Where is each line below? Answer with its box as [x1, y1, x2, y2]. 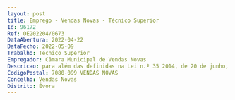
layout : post [7, 10, 46, 18]
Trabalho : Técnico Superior [7, 50, 90, 57]
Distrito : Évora [7, 82, 55, 89]
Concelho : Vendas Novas [7, 75, 78, 83]
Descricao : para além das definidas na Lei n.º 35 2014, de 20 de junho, [7, 63, 229, 70]
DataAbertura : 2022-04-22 [7, 37, 83, 44]
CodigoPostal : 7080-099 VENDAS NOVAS [7, 69, 119, 76]
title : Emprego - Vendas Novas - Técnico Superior [7, 17, 159, 24]
